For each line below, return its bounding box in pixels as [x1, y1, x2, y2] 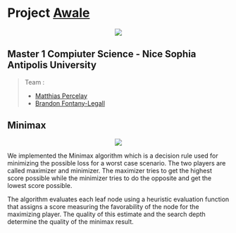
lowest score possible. [7, 181, 73, 189]
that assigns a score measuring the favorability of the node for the [7, 202, 199, 210]
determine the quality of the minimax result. [7, 217, 134, 226]
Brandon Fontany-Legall [35, 99, 106, 107]
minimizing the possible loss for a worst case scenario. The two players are [7, 158, 226, 167]
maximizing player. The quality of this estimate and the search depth [7, 210, 206, 218]
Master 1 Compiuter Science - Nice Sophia [7, 48, 197, 61]
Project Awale [7, 5, 90, 21]
